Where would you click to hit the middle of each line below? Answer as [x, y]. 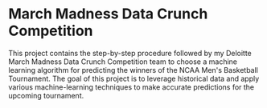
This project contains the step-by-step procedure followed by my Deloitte [130, 53]
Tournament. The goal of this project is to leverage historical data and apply [134, 78]
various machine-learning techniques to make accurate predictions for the [131, 87]
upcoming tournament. [46, 95]
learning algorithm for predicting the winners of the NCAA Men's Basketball [133, 70]
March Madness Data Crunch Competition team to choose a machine [123, 62]
